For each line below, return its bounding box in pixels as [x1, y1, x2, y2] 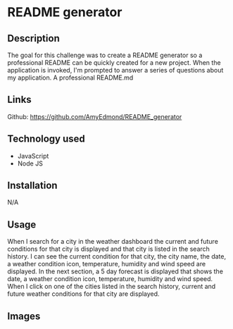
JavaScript [17, 151, 49, 160]
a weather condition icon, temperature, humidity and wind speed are [7, 260, 206, 268]
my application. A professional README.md [7, 73, 134, 82]
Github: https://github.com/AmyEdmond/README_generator [7, 112, 182, 120]
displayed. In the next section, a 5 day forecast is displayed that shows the [7, 267, 224, 275]
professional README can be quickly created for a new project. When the [7, 58, 221, 67]
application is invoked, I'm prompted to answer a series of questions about [7, 66, 224, 74]
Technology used [7, 133, 86, 145]
